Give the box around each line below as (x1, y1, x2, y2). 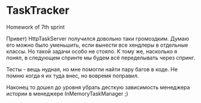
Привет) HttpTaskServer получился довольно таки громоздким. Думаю (6, 35, 190, 42)
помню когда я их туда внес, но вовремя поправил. (6, 72, 139, 79)
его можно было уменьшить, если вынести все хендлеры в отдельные (6, 41, 188, 49)
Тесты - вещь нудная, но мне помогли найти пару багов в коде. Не (6, 65, 178, 72)
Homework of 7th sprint (6, 23, 65, 31)
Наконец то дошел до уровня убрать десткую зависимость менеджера (6, 83, 190, 90)
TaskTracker (6, 4, 70, 17)
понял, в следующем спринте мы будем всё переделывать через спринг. (6, 54, 196, 61)
